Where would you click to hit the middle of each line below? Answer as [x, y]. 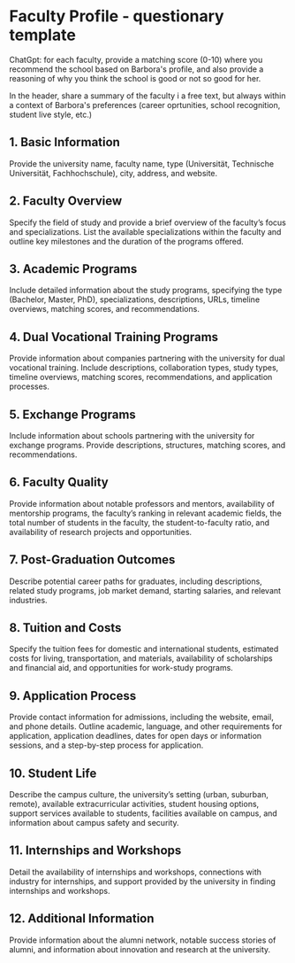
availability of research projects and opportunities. [101, 532]
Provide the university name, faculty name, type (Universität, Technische [142, 163]
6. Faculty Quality [59, 482]
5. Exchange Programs [73, 414]
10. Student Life [53, 773]
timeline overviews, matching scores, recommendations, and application [141, 377]
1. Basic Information [65, 142]
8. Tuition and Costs [65, 628]
